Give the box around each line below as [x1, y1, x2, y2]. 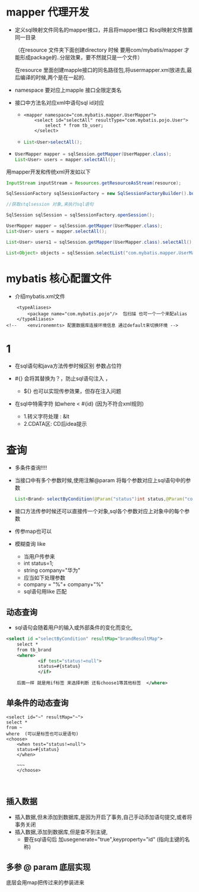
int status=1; [23, 560, 54, 567]
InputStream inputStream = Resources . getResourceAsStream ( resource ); [6, 180, 182, 186]
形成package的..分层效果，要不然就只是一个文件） [20, 54, 143, 61]
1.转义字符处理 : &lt [23, 413, 70, 420]
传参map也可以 [14, 527, 52, 535]
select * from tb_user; [44, 123, 104, 128]
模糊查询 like [14, 541, 46, 548]
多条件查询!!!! [14, 464, 47, 472]
